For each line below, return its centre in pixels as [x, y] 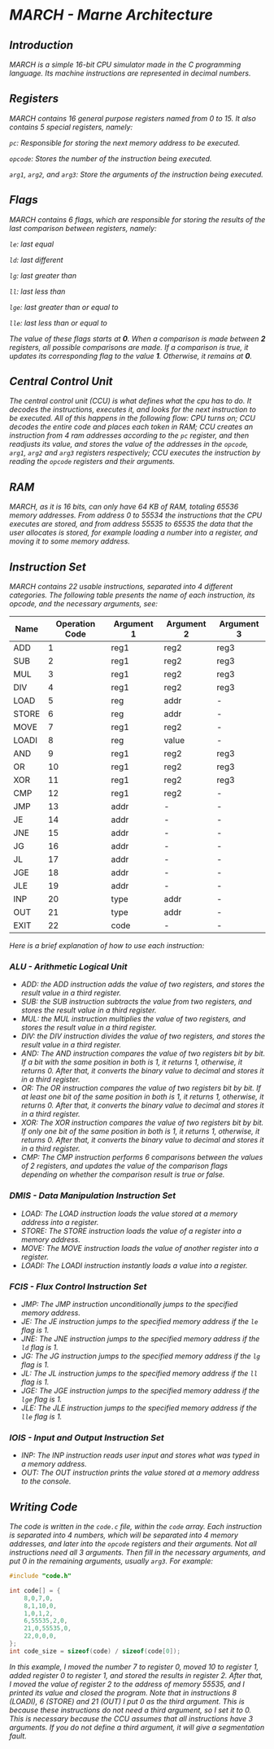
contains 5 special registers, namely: [71, 127]
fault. [18, 1736]
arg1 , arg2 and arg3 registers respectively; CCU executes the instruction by [135, 453]
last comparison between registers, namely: [83, 228]
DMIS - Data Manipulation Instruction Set [93, 1196]
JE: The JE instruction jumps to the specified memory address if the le [139, 1321]
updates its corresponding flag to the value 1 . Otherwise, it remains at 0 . [131, 356]
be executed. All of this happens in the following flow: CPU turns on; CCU [132, 418]
